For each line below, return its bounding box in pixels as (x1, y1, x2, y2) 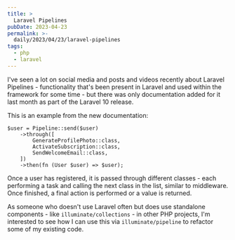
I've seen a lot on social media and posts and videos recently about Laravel (7, 75, 224, 84)
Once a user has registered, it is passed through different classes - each (7, 173, 217, 182)
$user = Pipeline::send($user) (7, 124, 99, 132)
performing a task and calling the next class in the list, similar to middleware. (7, 181, 229, 189)
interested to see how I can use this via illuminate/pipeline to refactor (7, 217, 214, 225)
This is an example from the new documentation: (7, 111, 149, 119)
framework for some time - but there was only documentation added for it (7, 90, 221, 98)
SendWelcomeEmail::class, (32, 149, 109, 156)
